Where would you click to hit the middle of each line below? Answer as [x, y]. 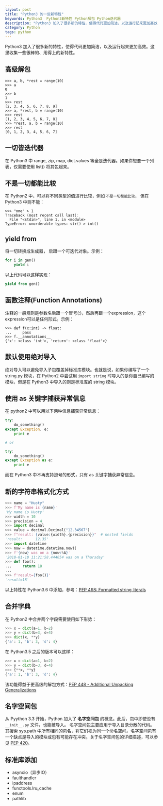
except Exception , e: [27, 429]
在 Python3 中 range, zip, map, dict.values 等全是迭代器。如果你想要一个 [77, 160]
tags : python [18, 32]
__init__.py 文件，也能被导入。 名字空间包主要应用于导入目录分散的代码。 [80, 725]
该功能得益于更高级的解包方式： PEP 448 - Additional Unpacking [69, 684]
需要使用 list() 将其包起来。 [45, 167]
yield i [21, 265]
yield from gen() [23, 284]
